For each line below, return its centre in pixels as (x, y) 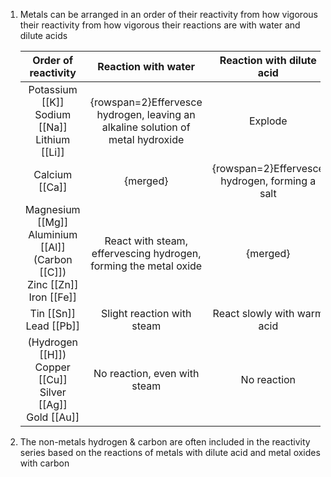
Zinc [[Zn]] (53, 284)
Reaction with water (146, 66)
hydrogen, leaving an (146, 114)
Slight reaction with (146, 313)
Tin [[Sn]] (53, 313)
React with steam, (146, 241)
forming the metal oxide (146, 266)
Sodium (53, 114)
